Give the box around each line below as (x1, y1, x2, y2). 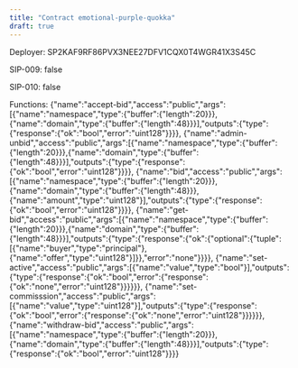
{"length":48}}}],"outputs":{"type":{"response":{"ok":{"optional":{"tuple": (9, 233, 282, 244)
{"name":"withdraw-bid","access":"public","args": (9, 319, 194, 330)
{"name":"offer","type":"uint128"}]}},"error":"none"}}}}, (9, 252, 214, 262)
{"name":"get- (135, 204, 190, 215)
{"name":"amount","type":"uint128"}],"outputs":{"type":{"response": (9, 195, 263, 206)
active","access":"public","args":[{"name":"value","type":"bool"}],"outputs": (9, 262, 290, 272)
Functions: (9, 98, 49, 109)
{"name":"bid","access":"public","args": (135, 166, 283, 177)
